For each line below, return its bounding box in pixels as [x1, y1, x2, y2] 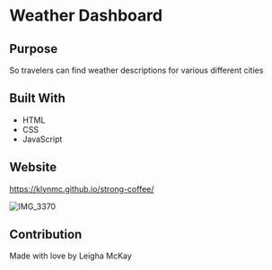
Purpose [9, 41, 58, 57]
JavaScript [22, 134, 63, 144]
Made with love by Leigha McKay [9, 250, 132, 261]
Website [9, 160, 57, 175]
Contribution [9, 227, 83, 242]
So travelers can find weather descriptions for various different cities [9, 65, 264, 75]
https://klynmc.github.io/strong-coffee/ [9, 183, 154, 194]
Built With [9, 91, 66, 106]
